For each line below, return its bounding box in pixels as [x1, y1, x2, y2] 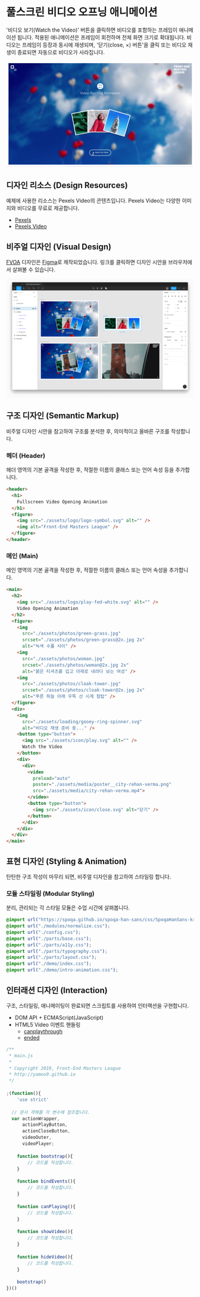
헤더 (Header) [6, 451, 46, 460]
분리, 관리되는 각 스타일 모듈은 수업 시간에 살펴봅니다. [6, 904, 130, 911]
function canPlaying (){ [17, 1203, 76, 1209]
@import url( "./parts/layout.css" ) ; [6, 955, 97, 961]
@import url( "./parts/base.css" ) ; [6, 936, 92, 942]
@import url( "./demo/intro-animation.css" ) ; [6, 967, 118, 973]
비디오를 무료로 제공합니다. [17, 205, 80, 212]
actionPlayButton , [21, 1122, 68, 1128]
